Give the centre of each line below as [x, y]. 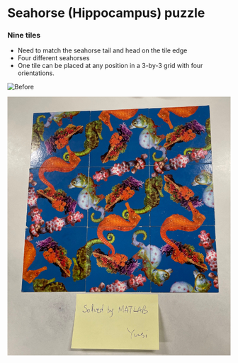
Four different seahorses [53, 58]
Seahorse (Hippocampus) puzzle [106, 13]
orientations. [36, 73]
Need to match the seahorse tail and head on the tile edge [102, 50]
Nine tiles [24, 35]
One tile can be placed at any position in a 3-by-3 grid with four [110, 66]
